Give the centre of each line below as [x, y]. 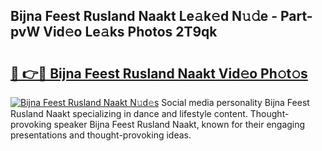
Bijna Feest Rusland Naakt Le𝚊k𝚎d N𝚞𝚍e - [144, 16]
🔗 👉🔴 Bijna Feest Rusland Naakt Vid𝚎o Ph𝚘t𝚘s [159, 73]
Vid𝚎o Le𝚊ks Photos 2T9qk [130, 32]
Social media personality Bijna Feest [235, 102]
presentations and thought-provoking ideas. [101, 135]
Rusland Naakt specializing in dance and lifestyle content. [129, 113]
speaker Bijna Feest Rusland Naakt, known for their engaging [179, 124]
